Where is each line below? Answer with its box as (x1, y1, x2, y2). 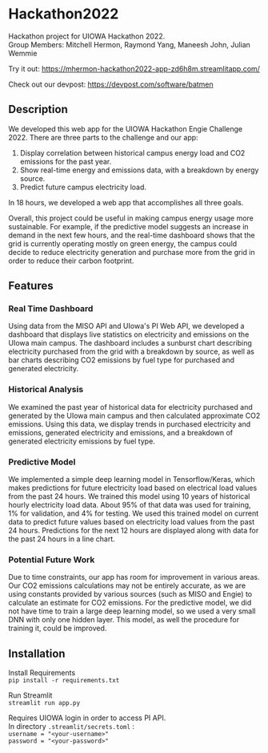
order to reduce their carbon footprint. (8, 256, 134, 265)
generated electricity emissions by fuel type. (8, 436, 156, 446)
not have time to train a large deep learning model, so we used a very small (8, 606, 256, 616)
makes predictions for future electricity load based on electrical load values (8, 483, 258, 493)
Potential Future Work (8, 554, 95, 565)
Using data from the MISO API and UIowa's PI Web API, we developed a (8, 322, 245, 331)
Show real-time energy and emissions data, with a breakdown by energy (19, 165, 259, 175)
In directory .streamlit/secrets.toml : (8, 722, 134, 731)
